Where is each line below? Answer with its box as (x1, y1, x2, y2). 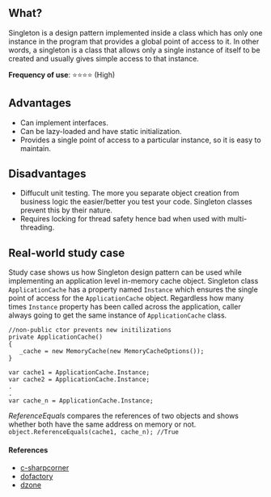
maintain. (19, 143, 51, 153)
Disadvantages (8, 167, 87, 181)
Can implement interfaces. (19, 117, 109, 128)
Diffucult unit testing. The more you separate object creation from (19, 188, 239, 198)
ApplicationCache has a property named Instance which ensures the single (8, 284, 259, 294)
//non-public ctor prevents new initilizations (8, 326, 172, 335)
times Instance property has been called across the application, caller (8, 302, 241, 312)
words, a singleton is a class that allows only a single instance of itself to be (8, 44, 260, 55)
